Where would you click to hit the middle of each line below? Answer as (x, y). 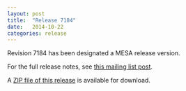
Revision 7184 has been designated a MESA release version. (94, 53)
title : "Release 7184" (42, 20)
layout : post (26, 14)
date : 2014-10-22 (36, 27)
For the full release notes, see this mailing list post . (80, 66)
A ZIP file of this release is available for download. (79, 80)
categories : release (37, 33)
